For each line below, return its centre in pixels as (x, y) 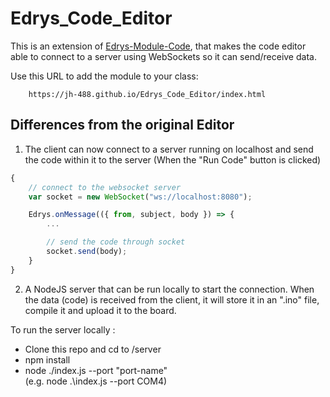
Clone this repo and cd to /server (93, 349)
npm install (47, 359)
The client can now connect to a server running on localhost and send (169, 149)
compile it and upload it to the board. (100, 310)
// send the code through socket (116, 242)
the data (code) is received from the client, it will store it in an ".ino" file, (172, 299)
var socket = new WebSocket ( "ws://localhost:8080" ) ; (140, 197)
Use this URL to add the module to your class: (104, 76)
